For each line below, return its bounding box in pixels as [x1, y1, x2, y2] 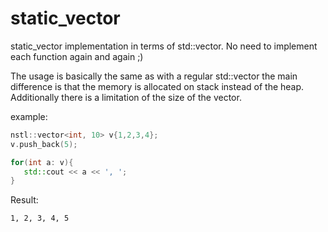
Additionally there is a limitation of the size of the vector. [10, 91, 242, 103]
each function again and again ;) [10, 50, 144, 62]
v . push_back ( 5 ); [10, 139, 78, 149]
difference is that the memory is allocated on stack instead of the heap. [10, 80, 305, 92]
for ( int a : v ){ [10, 157, 74, 167]
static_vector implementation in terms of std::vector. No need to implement [10, 40, 318, 52]
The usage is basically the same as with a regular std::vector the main [10, 70, 298, 82]
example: [10, 110, 48, 122]
